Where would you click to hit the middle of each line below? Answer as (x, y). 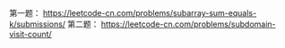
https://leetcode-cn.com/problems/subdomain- (188, 24)
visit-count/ (30, 34)
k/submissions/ (37, 24)
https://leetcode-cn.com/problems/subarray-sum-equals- (150, 13)
